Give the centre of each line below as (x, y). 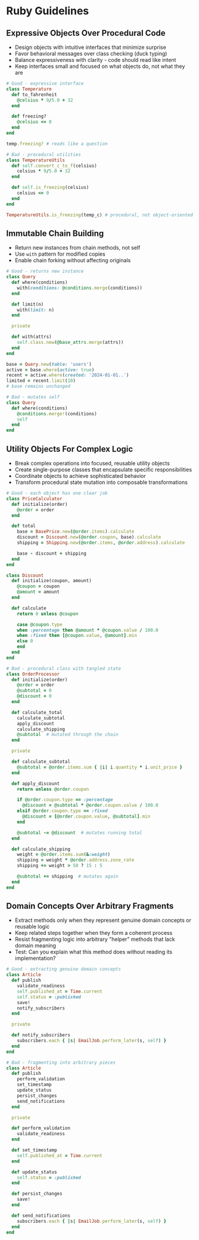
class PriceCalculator (34, 499)
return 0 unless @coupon (48, 614)
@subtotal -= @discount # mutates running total (80, 832)
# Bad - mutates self (33, 397)
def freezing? (29, 116)
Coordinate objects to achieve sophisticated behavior (80, 476)
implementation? (35, 958)
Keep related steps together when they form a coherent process (94, 933)
